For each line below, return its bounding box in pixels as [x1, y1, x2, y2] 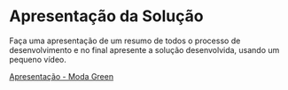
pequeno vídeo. [9, 54, 66, 64]
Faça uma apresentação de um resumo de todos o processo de [9, 35, 241, 46]
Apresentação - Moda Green [9, 71, 113, 81]
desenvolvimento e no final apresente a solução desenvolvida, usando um [9, 44, 280, 55]
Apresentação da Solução [9, 6, 204, 26]
